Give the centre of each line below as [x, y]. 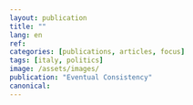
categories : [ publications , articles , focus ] [97, 52]
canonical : [30, 86]
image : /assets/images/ [55, 69]
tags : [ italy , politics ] [56, 60]
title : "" [28, 26]
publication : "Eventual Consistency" [81, 78]
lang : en [26, 35]
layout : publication [49, 18]
